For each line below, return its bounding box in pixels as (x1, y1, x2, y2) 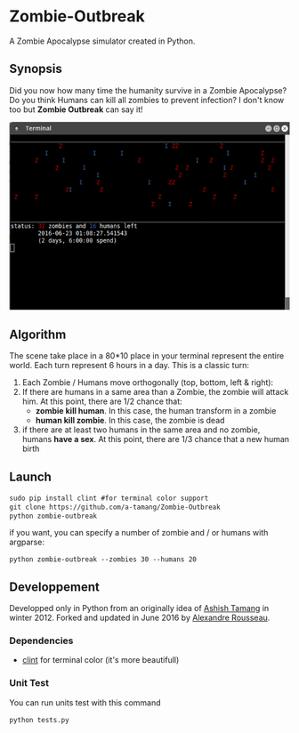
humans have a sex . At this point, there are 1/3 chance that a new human (21, 434, 290, 445)
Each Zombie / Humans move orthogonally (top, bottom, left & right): (21, 377, 274, 388)
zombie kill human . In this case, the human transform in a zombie (35, 406, 277, 416)
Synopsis (9, 61, 62, 77)
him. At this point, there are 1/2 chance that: (21, 396, 182, 407)
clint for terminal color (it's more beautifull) (21, 655, 180, 665)
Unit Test (9, 677, 49, 689)
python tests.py (9, 715, 69, 724)
